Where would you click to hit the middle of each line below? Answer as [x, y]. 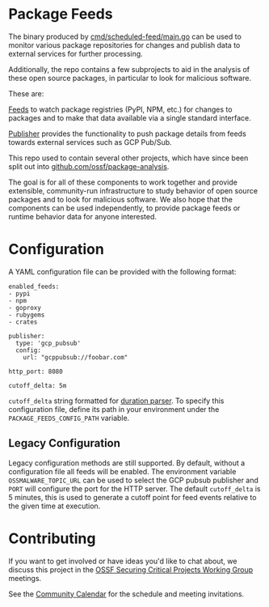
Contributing [52, 538]
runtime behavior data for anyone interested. [83, 216]
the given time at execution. [55, 506]
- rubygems [27, 315]
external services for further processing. [76, 53]
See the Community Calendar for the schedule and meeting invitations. [126, 594]
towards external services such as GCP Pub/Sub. [90, 142]
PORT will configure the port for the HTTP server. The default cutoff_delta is [134, 488]
